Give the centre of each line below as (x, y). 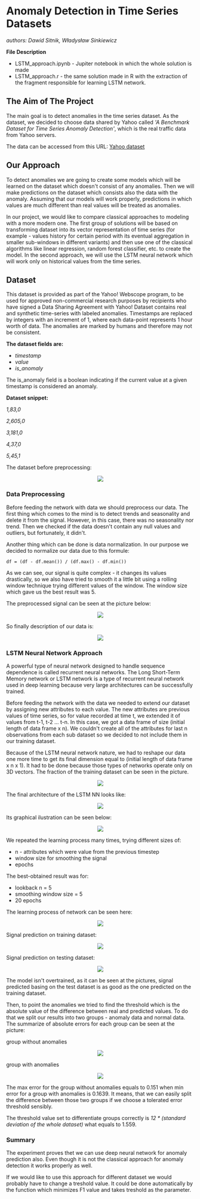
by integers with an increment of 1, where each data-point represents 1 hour (99, 320)
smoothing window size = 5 (49, 894)
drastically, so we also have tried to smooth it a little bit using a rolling (92, 579)
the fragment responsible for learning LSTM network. (80, 83)
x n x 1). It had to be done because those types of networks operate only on (99, 765)
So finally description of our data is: (50, 626)
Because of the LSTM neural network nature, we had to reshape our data (96, 753)
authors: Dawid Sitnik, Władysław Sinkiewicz (62, 40)
